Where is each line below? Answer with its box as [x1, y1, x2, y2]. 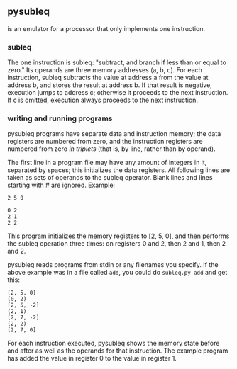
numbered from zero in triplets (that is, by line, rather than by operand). [7, 144, 216, 153]
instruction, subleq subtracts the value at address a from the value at [7, 74, 209, 82]
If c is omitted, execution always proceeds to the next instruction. [7, 96, 199, 105]
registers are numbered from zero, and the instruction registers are [7, 137, 204, 146]
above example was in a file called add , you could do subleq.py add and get [7, 268, 228, 277]
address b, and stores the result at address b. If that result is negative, [7, 81, 213, 89]
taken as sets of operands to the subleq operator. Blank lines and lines [7, 174, 213, 182]
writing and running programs [7, 113, 113, 123]
